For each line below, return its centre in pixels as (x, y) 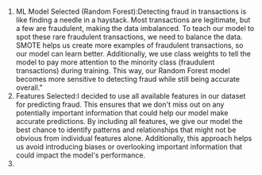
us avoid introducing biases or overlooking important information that (129, 147)
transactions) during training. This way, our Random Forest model (123, 70)
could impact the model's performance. (80, 155)
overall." (29, 87)
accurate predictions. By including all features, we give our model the (129, 121)
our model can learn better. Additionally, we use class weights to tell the (133, 54)
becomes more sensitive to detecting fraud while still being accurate (128, 79)
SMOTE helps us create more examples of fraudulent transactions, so (129, 45)
